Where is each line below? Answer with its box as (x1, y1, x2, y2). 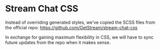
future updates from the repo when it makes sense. (5, 39, 111, 45)
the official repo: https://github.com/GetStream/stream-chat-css (5, 24, 138, 30)
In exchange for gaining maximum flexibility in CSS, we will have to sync (5, 34, 154, 40)
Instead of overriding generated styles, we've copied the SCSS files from (5, 19, 155, 25)
